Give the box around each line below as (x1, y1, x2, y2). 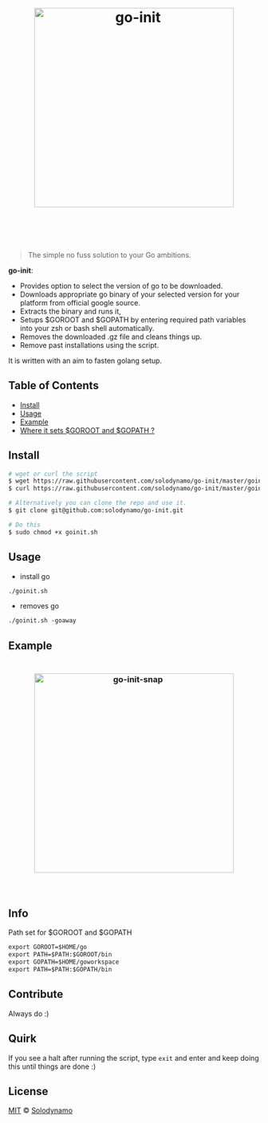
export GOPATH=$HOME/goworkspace (8, 958, 120, 967)
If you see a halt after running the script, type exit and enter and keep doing (8, 1053, 259, 1062)
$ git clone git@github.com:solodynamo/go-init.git (8, 506, 183, 514)
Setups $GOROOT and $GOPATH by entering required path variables (19, 314, 246, 325)
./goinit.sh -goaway (8, 617, 77, 625)
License (8, 1084, 49, 1098)
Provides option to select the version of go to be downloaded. (19, 281, 223, 290)
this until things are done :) (8, 1062, 97, 1071)
